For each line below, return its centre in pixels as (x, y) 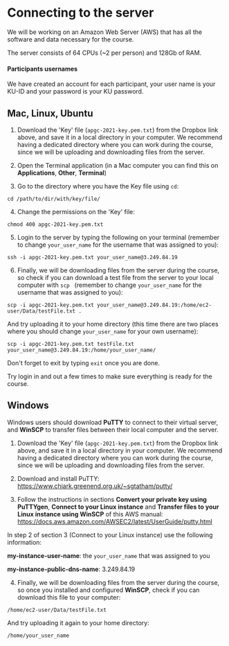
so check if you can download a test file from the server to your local (115, 277)
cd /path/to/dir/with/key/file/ (54, 199)
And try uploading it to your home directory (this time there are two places (113, 324)
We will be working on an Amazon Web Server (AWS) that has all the (105, 32)
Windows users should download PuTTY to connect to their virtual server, (113, 422)
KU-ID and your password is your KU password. (75, 91)
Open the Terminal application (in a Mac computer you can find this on (118, 165)
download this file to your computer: (69, 597)
